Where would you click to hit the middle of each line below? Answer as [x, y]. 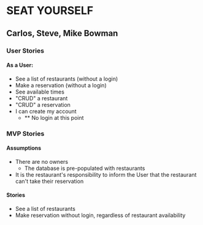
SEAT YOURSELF [50, 11]
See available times [40, 92]
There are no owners [42, 161]
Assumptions [24, 148]
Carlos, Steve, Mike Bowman [62, 33]
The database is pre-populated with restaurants [85, 168]
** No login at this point [54, 117]
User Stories [25, 51]
